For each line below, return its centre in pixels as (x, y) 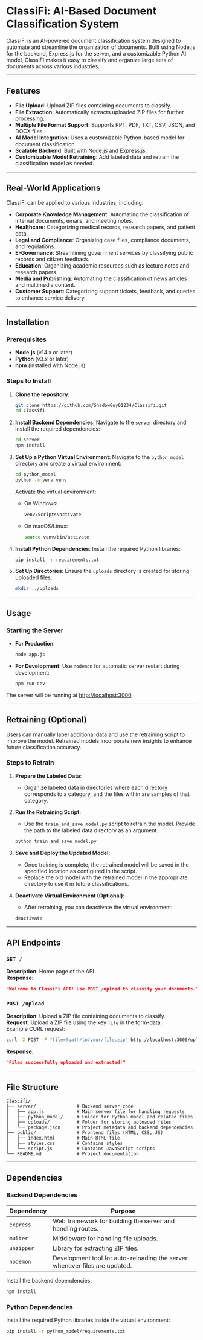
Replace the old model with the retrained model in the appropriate (106, 877)
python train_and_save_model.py (56, 841)
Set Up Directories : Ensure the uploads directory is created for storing (102, 571)
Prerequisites (26, 339)
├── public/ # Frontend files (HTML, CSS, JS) (85, 1133)
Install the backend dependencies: (49, 1280)
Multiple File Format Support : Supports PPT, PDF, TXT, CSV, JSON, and (105, 124)
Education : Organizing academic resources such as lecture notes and (102, 265)
